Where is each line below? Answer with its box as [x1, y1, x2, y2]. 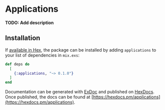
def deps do [5, 61, 30, 67]
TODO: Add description [5, 20, 54, 26]
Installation [5, 34, 40, 42]
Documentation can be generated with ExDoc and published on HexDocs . [5, 89, 155, 95]
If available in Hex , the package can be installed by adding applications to [5, 47, 157, 53]
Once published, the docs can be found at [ [5, 94, 94, 100]
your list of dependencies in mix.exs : [5, 52, 80, 58]
